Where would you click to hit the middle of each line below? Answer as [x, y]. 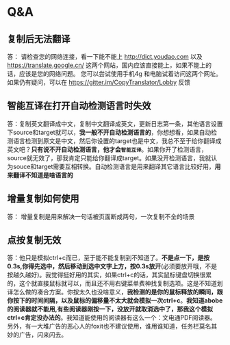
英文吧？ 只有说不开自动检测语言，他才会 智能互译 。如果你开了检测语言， [107, 149]
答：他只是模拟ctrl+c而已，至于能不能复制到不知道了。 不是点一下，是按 [108, 258]
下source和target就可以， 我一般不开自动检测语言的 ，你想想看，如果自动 [109, 132]
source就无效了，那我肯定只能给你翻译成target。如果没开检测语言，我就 [109, 157]
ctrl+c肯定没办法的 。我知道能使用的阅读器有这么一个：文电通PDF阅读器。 [112, 318]
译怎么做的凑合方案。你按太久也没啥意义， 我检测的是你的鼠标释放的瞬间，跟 [115, 292]
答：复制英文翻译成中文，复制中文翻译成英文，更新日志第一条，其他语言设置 [115, 123]
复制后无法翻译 [39, 39]
